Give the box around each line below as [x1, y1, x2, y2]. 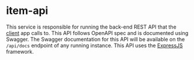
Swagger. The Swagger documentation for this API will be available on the [6, 36, 185, 43]
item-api [6, 4, 49, 17]
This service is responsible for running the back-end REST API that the [6, 23, 177, 30]
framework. [6, 48, 34, 55]
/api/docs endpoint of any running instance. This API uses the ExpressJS [6, 42, 183, 49]
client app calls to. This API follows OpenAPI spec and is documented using [6, 29, 189, 36]
